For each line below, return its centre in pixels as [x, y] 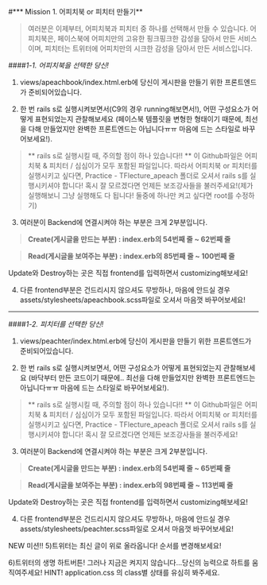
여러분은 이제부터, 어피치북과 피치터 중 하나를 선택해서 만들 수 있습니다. [138, 29]
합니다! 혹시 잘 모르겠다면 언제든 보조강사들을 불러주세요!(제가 [158, 186]
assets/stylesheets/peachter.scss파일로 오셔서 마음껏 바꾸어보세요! [127, 529]
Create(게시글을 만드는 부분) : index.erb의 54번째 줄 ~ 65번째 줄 [129, 468]
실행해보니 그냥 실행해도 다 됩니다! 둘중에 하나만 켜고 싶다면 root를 [131, 196]
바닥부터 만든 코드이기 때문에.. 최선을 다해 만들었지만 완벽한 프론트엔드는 [143, 378]
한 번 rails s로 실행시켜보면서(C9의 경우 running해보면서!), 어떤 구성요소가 [135, 109]
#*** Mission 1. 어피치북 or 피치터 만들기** [75, 12]
